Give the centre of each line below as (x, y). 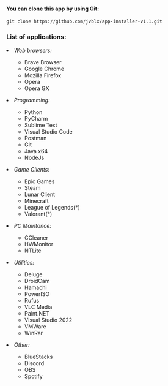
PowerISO (37, 293)
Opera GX (37, 88)
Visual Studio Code (48, 131)
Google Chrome (44, 69)
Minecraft (36, 201)
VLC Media (38, 307)
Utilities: (24, 262)
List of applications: (36, 37)
